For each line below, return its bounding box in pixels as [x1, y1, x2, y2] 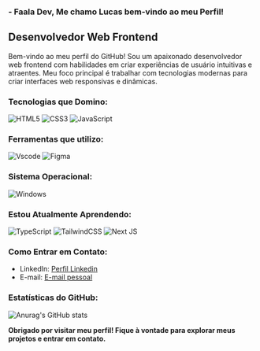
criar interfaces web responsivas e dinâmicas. [8, 76, 158, 86]
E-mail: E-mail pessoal [19, 272, 93, 282]
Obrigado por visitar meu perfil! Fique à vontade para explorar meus [8, 325, 236, 334]
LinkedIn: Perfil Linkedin [19, 264, 98, 274]
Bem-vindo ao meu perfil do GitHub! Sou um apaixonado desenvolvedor [8, 51, 243, 61]
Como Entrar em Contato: [8, 246, 108, 257]
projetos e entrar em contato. [8, 334, 106, 343]
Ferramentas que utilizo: [8, 133, 104, 144]
